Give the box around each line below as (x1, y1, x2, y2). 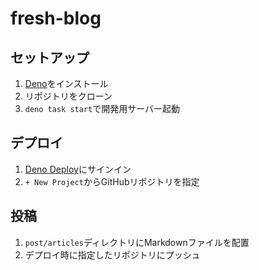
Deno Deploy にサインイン (24, 163, 132, 175)
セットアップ (10, 49, 90, 66)
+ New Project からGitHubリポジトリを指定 (24, 175, 200, 187)
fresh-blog (10, 7, 102, 30)
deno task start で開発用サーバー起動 (24, 103, 181, 114)
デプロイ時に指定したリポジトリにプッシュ (24, 248, 201, 261)
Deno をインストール (24, 78, 109, 89)
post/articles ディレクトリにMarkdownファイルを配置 (24, 236, 250, 248)
